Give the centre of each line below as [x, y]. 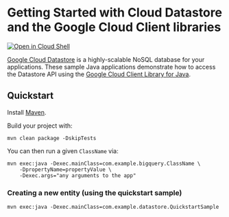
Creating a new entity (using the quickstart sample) [95, 192]
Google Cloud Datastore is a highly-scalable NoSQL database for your [106, 59]
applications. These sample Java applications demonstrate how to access [111, 67]
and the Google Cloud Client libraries [114, 27]
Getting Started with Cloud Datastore [115, 13]
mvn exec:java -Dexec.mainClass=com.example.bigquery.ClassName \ [104, 163]
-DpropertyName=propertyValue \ [65, 170]
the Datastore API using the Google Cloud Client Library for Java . [99, 74]
